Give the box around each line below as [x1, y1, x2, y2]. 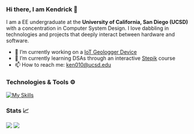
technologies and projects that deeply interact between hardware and [6, 31, 175, 38]
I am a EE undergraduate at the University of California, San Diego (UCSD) [6, 19, 188, 26]
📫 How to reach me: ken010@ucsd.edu [14, 61, 112, 68]
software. [6, 37, 29, 44]
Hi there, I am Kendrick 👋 [6, 5, 78, 13]
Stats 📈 [6, 106, 29, 115]
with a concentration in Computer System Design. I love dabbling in [6, 25, 169, 32]
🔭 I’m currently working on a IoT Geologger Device [14, 49, 137, 56]
